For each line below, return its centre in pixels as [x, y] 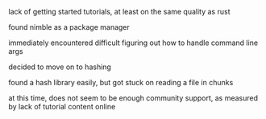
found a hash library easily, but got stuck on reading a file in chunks [121, 82]
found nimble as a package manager [69, 27]
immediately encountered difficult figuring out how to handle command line [133, 43]
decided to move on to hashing [60, 67]
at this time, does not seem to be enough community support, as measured [133, 98]
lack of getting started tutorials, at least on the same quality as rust [119, 12]
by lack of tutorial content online [62, 107]
